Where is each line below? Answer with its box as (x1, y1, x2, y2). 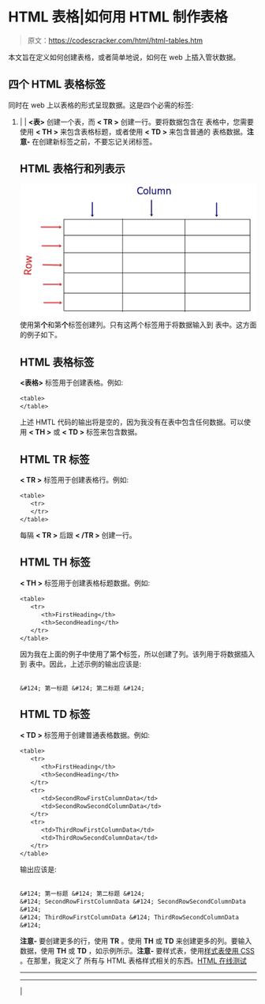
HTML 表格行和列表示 (19, 162, 125, 175)
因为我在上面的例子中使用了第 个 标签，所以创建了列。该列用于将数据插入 (19, 649, 255, 659)
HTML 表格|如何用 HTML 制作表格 (8, 8, 229, 26)
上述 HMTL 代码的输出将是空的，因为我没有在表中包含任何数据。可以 (19, 417, 244, 427)
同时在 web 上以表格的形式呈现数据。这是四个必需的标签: (8, 100, 194, 110)
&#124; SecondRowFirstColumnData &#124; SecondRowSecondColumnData (19, 897, 246, 905)
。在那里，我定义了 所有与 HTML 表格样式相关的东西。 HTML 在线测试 (19, 956, 247, 965)
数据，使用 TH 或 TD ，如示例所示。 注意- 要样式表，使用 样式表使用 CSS (19, 946, 255, 955)
